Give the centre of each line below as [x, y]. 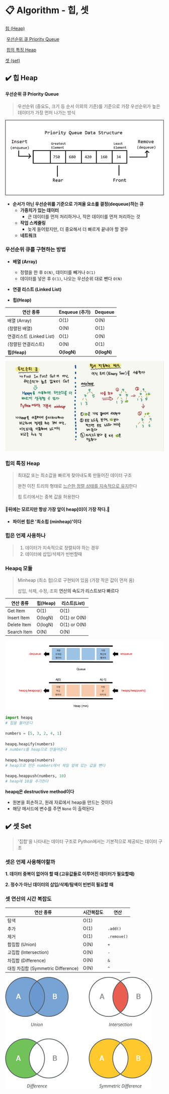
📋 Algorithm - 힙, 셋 [47, 10]
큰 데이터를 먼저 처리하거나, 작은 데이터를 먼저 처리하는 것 [84, 216]
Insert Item [19, 618]
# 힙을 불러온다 [19, 723]
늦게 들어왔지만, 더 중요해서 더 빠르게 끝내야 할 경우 [78, 229]
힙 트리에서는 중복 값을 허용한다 [48, 497]
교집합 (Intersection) [28, 952]
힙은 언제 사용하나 [26, 536]
